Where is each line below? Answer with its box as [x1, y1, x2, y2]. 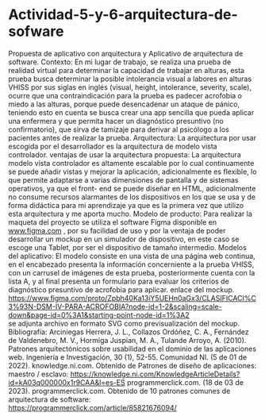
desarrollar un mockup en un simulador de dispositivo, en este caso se [8, 234, 240, 244]
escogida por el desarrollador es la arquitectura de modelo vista [8, 141, 217, 151]
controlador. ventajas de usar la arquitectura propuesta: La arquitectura [8, 149, 241, 160]
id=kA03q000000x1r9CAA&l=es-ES [8, 377, 125, 387]
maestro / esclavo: [8, 369, 69, 379]
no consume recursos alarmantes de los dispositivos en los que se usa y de [8, 192, 256, 202]
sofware [8, 22, 64, 40]
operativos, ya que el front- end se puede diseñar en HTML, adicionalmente [8, 183, 256, 193]
